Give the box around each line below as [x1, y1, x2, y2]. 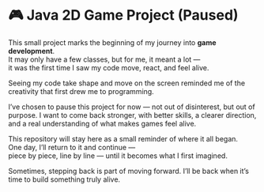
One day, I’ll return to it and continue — [8, 142, 136, 152]
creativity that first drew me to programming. [8, 86, 154, 96]
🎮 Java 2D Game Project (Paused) [8, 6, 239, 24]
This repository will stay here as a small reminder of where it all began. [8, 134, 239, 143]
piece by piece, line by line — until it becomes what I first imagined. [8, 151, 228, 160]
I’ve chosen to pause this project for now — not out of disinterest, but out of [8, 102, 255, 111]
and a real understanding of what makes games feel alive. [8, 119, 197, 128]
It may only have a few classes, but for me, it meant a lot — [8, 55, 201, 64]
